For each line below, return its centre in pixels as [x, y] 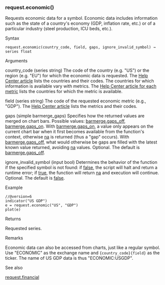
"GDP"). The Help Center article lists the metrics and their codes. [71, 106]
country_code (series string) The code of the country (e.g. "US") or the [77, 70]
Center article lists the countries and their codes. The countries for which [80, 81]
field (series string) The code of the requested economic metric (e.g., [76, 101]
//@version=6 [19, 197]
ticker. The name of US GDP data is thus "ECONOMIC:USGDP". [69, 258]
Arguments [17, 61]
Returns [13, 219]
